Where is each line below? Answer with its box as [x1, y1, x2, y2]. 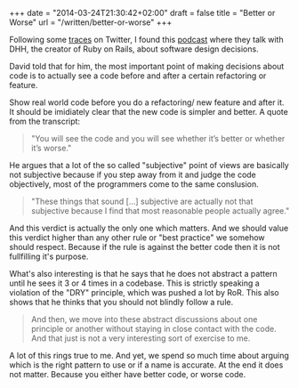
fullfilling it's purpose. [9, 251, 89, 262]
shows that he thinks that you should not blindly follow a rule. [9, 297, 234, 307]
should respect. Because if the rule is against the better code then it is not [9, 242, 280, 252]
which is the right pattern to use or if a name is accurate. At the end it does [9, 360, 284, 370]
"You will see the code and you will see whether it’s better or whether [30, 133, 286, 143]
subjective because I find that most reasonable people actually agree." [30, 206, 290, 216]
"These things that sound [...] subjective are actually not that [30, 196, 254, 206]
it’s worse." [30, 142, 72, 153]
